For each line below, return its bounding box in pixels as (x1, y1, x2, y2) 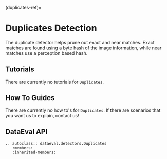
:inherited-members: (12, 150, 57, 155)
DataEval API (5, 127, 48, 136)
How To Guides (5, 93, 55, 102)
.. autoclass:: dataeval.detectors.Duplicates (5, 141, 107, 146)
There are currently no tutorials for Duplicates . (5, 78, 104, 85)
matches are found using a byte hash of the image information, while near (5, 45, 162, 51)
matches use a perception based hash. (5, 50, 88, 56)
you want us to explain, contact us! (5, 112, 80, 118)
